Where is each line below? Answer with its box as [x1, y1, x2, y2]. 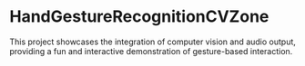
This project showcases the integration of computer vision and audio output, [9, 36, 296, 47]
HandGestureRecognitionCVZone [9, 6, 269, 27]
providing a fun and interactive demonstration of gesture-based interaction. [9, 45, 293, 56]
